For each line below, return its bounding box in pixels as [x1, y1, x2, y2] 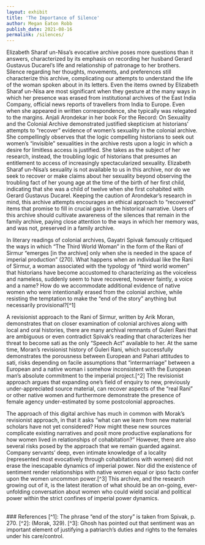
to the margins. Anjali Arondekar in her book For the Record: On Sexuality [6, 114, 191, 121]
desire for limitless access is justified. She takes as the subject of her [6, 147, 181, 154]
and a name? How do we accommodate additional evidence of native [6, 282, 181, 289]
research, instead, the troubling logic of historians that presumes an [6, 153, 177, 160]
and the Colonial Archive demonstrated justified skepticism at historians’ [6, 120, 188, 128]
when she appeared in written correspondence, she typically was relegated [6, 107, 197, 115]
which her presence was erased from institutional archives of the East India [6, 94, 196, 102]
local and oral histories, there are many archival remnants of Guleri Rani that [6, 326, 198, 334]
